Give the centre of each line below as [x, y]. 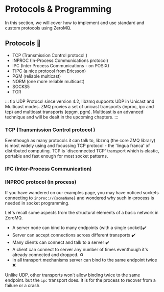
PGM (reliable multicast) [36, 76]
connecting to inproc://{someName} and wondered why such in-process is [80, 198]
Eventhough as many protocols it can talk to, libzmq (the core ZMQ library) [80, 141]
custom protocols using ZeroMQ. [38, 28]
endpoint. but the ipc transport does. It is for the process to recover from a [80, 280]
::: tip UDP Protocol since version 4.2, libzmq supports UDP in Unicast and [80, 101]
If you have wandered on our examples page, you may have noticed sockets [82, 193]
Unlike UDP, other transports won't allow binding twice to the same [73, 275]
